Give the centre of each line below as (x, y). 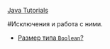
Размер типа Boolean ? (50, 38)
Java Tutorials (28, 10)
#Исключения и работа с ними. (55, 24)
